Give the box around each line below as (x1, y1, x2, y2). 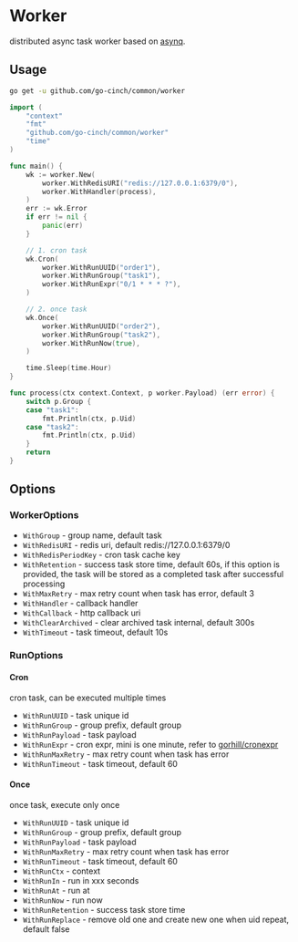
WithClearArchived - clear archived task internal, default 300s (22, 616, 255, 627)
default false (22, 923, 70, 935)
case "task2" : (26, 422, 79, 431)
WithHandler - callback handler (22, 597, 139, 608)
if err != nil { (26, 212, 88, 222)
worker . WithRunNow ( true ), (42, 338, 141, 347)
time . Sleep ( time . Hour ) (26, 364, 112, 373)
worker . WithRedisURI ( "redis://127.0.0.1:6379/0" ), (42, 179, 239, 188)
